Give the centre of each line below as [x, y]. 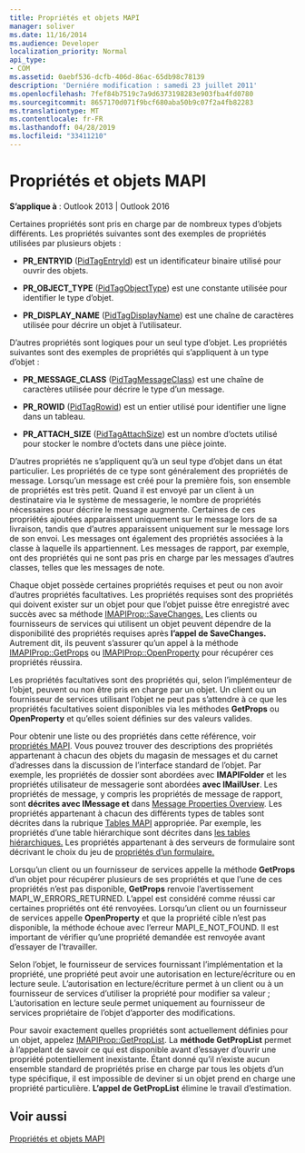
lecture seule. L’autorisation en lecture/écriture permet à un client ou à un [147, 983]
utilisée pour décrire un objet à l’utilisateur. [102, 324]
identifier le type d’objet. [68, 297]
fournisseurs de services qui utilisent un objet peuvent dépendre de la [140, 623]
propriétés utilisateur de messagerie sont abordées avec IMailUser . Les [144, 784]
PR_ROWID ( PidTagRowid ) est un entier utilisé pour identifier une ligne [154, 406]
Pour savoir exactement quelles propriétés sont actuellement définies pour [149, 1030]
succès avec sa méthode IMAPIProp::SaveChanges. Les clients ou [133, 613]
